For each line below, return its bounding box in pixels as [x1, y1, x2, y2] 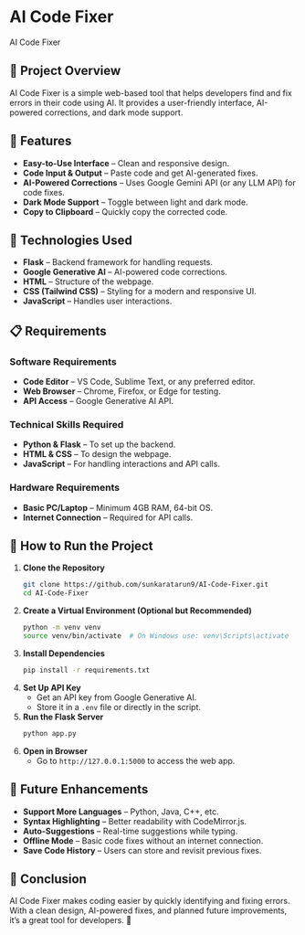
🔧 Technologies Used [9, 232, 132, 248]
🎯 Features [9, 133, 72, 149]
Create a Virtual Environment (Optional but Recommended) [22, 605, 253, 616]
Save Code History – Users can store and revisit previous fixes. [22, 845, 262, 855]
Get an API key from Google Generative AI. [36, 692, 197, 703]
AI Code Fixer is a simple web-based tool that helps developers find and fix [9, 87, 292, 98]
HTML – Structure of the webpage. [22, 276, 154, 287]
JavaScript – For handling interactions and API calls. [22, 459, 221, 470]
